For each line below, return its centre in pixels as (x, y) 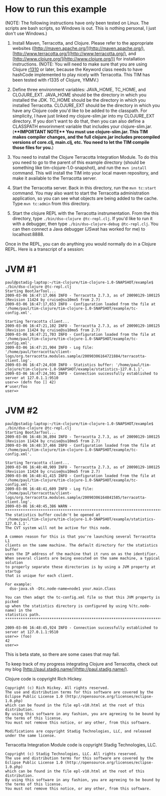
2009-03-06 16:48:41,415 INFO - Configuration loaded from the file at (80, 476)
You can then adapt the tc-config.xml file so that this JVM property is (83, 597)
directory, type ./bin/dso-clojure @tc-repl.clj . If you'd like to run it (83, 218)
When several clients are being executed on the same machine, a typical (83, 558)
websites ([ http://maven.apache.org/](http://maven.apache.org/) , (79, 48)
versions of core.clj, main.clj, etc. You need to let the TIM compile (81, 142)
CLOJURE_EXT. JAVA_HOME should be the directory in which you (79, 95)
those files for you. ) (33, 147)
